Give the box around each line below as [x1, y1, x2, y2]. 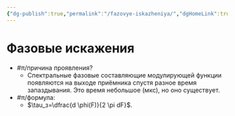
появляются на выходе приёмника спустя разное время [27, 78, 197, 87]
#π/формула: [16, 93, 55, 101]
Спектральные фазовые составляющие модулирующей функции [27, 71, 222, 79]
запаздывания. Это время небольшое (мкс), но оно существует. [27, 85, 220, 94]
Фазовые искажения [6, 40, 135, 56]
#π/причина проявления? [16, 64, 93, 72]
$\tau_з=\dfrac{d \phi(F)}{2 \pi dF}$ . [27, 101, 133, 109]
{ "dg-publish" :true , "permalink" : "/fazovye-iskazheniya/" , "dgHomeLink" [6, 10, 217, 17]
